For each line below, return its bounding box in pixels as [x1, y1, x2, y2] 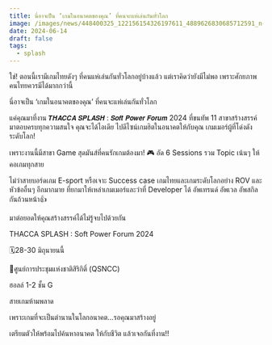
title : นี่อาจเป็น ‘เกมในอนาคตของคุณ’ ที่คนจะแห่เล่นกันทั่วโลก [9, 11, 169, 20]
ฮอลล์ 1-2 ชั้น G [9, 280, 53, 289]
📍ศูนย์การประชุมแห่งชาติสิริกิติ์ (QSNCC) [9, 264, 120, 273]
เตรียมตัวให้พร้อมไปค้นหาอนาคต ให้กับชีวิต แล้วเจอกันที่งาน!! [9, 329, 169, 338]
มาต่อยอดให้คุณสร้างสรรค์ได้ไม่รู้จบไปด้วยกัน [9, 213, 127, 222]
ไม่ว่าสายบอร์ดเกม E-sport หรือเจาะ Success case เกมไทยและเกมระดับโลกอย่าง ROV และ [9, 175, 262, 185]
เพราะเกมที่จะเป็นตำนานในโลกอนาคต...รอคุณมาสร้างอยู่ [9, 313, 157, 322]
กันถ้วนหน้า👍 [9, 195, 48, 204]
